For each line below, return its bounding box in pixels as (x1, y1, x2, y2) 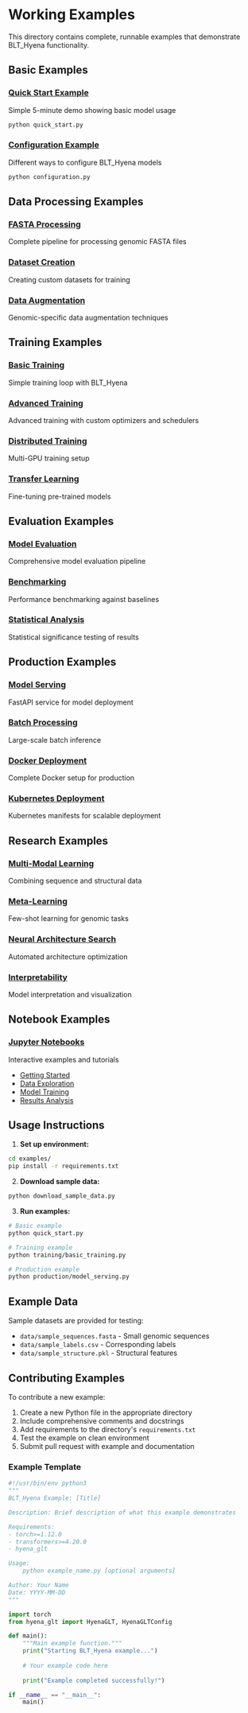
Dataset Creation (8, 257, 76, 268)
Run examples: (19, 1206, 71, 1216)
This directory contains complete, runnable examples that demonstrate (8, 32, 241, 41)
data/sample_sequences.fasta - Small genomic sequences (19, 1331, 210, 1341)
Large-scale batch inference (8, 735, 102, 744)
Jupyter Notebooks (8, 1036, 85, 1047)
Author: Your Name (8, 1581, 69, 1590)
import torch (8, 1610, 52, 1618)
